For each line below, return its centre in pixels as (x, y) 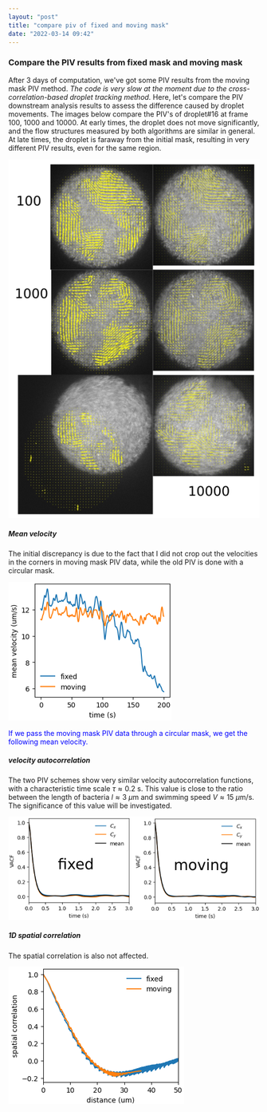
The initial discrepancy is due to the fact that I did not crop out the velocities (133, 554)
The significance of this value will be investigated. (90, 805)
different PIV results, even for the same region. (85, 148)
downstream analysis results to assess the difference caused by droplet (126, 105)
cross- (239, 89)
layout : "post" (33, 17)
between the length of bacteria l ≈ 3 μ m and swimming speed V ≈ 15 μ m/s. (132, 797)
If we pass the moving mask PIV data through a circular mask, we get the (128, 734)
